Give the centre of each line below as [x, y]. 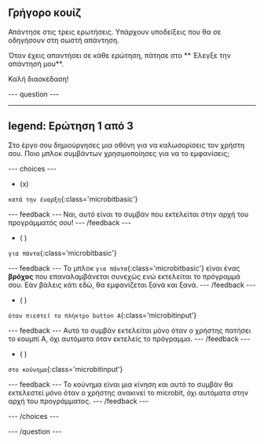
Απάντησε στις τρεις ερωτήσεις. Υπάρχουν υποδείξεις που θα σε [115, 31]
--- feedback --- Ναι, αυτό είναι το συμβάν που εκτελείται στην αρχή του [128, 214]
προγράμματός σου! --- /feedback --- [70, 222]
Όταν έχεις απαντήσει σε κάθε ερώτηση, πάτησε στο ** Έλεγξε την [120, 55]
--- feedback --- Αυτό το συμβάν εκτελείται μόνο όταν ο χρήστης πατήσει [130, 330]
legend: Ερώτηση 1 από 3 [71, 126]
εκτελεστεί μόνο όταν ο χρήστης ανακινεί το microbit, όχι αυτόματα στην [128, 392]
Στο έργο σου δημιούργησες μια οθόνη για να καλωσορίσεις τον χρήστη [126, 145]
